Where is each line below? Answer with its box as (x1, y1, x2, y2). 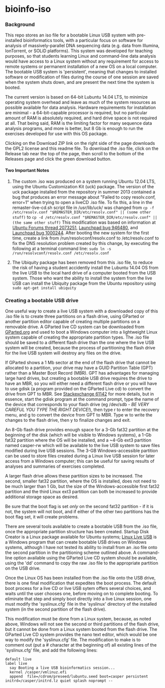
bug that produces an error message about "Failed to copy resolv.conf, (12, 194, 156, 200)
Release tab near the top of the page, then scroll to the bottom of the (5, 151, 144, 157)
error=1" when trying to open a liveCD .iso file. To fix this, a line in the (12, 199, 153, 205)
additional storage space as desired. (5, 494, 79, 500)
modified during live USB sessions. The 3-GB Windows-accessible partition (5, 447, 158, 453)
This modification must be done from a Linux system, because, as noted (5, 616, 151, 621)
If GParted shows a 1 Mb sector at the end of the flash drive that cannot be (5, 359, 156, 365)
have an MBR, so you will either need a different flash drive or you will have (5, 380, 157, 386)
